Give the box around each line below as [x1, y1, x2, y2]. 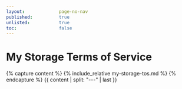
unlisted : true [6, 19, 70, 25]
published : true [6, 14, 70, 20]
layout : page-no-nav [6, 8, 88, 15]
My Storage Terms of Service [6, 51, 152, 64]
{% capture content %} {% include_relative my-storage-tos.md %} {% [6, 70, 177, 77]
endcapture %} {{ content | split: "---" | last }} [6, 76, 118, 83]
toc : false [6, 25, 72, 31]
